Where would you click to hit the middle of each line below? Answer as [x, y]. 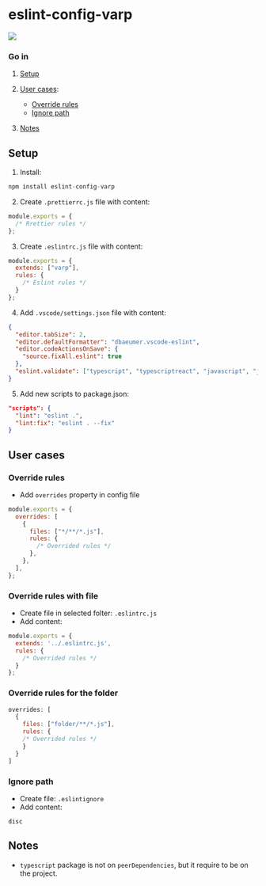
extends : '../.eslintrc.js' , [63, 643]
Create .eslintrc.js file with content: [81, 246]
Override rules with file [53, 595]
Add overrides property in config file [80, 494]
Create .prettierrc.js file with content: [85, 202]
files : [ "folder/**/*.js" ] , [68, 724]
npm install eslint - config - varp [61, 187]
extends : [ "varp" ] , [47, 268]
